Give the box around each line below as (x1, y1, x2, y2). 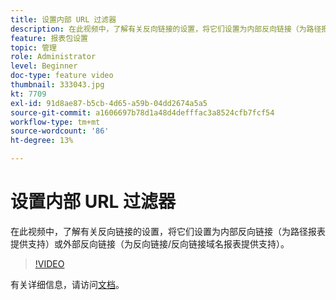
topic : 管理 (10, 42, 57, 53)
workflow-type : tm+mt (10, 117, 101, 127)
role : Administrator (10, 52, 97, 62)
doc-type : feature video (10, 71, 114, 81)
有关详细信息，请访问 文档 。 (10, 278, 125, 290)
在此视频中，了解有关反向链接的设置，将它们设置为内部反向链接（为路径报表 (10, 225, 326, 237)
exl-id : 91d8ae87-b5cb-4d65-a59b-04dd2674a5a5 (10, 98, 208, 108)
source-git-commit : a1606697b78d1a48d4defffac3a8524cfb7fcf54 (10, 107, 275, 118)
